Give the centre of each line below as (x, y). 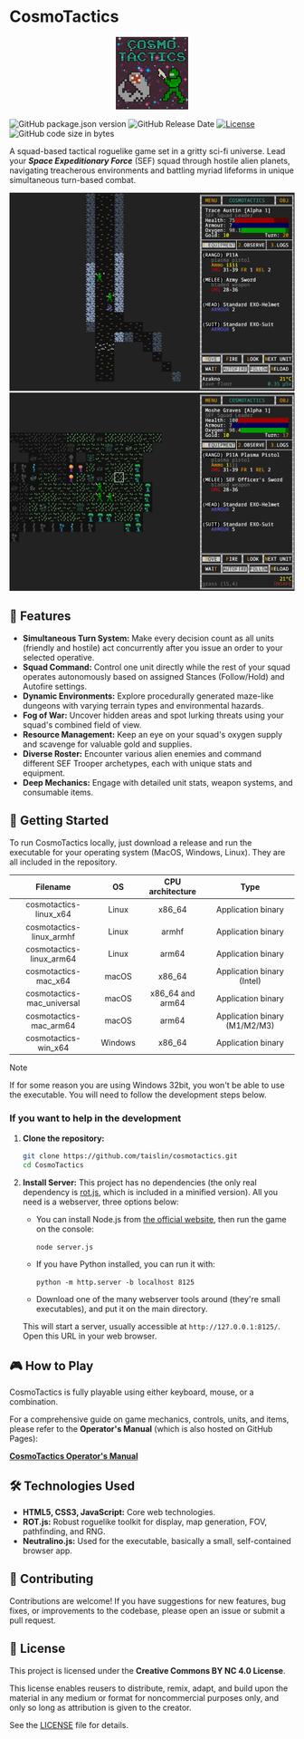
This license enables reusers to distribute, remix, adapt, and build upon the (149, 1688)
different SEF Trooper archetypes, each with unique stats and (137, 763)
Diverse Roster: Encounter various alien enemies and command (142, 753)
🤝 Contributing (52, 1579)
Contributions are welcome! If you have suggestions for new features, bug (148, 1600)
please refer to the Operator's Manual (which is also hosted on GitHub (141, 1429)
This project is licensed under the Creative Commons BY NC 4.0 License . (147, 1670)
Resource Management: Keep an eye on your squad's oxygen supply (152, 734)
